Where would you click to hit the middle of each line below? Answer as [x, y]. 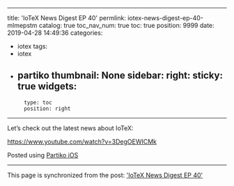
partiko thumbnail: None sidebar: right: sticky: [120, 76]
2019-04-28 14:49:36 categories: [55, 33]
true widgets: [47, 87]
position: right [47, 109]
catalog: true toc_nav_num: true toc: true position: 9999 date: [126, 25]
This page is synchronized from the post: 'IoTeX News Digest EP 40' [105, 175]
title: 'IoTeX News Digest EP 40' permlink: [67, 18]
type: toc [38, 102]
